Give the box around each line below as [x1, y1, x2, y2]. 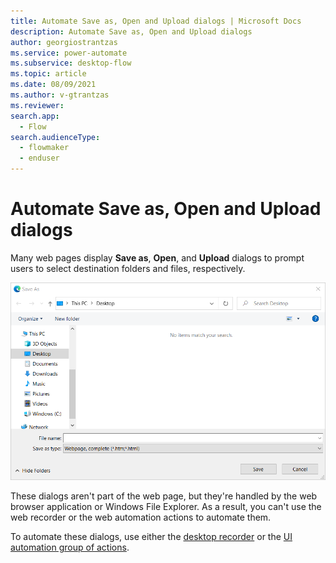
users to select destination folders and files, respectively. [10, 262, 246, 274]
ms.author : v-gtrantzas [10, 90, 110, 100]
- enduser [19, 153, 60, 164]
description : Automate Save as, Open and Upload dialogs [10, 26, 253, 37]
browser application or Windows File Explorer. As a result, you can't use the [10, 501, 322, 512]
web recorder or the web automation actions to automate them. [10, 511, 272, 523]
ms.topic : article [10, 69, 87, 79]
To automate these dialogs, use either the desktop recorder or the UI [10, 531, 293, 542]
